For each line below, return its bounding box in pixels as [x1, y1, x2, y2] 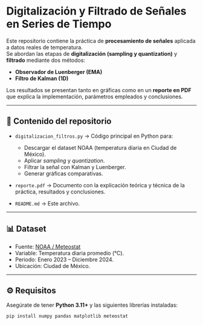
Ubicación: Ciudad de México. [14, 262, 91, 269]
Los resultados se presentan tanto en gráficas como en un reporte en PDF [6, 86, 192, 93]
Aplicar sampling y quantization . [24, 156, 105, 164]
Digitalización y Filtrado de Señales [6, 4, 187, 18]
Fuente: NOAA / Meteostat [14, 243, 81, 250]
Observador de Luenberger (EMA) [14, 68, 103, 75]
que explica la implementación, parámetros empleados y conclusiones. [6, 93, 183, 100]
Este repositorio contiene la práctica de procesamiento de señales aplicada [6, 37, 196, 44]
